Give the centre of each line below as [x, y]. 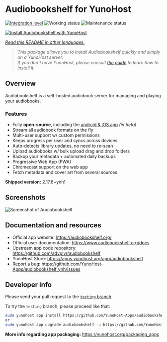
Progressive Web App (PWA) [42, 162]
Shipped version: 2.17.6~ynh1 [35, 182]
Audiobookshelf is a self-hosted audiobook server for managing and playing [83, 95]
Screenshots [25, 198]
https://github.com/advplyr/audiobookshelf [56, 253]
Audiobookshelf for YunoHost [68, 9]
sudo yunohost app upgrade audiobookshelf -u [53, 325]
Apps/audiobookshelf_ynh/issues [46, 269]
